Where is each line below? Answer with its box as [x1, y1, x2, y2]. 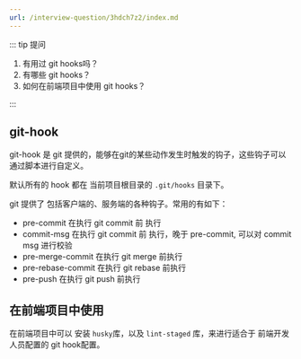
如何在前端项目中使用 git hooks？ [22, 80, 146, 91]
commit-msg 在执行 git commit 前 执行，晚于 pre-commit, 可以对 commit [22, 229, 292, 240]
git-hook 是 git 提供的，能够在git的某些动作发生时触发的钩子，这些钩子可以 [9, 149, 287, 160]
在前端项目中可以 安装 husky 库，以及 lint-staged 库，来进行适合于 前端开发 [9, 328, 290, 339]
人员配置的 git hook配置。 [9, 339, 105, 350]
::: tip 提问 [9, 39, 47, 49]
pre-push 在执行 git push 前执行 [22, 274, 141, 285]
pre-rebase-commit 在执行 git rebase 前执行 [22, 262, 187, 274]
